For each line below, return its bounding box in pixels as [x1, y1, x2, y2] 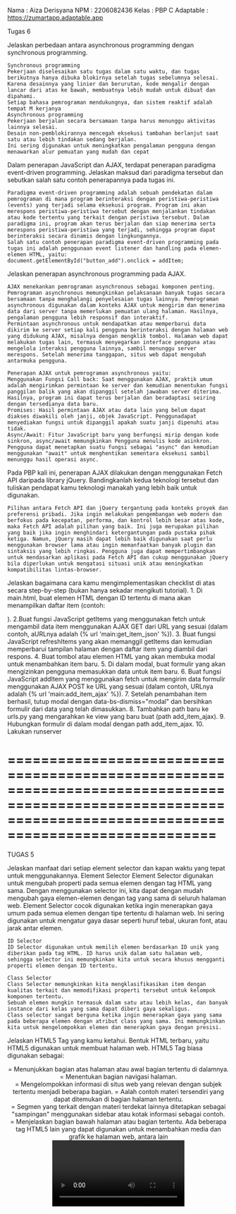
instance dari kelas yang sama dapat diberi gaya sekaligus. [7, 1005, 191, 1012]
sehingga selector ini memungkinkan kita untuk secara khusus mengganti [7, 956, 225, 963]
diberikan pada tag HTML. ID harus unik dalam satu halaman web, [7, 949, 203, 957]
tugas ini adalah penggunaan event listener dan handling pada [7, 245, 197, 252]
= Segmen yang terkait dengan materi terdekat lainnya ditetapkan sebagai [11, 1102, 226, 1110]
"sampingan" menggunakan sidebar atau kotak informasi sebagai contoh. [11, 1110, 225, 1118]
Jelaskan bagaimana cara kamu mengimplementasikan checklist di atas [7, 578, 216, 587]
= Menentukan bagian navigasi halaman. [59, 1072, 178, 1081]
